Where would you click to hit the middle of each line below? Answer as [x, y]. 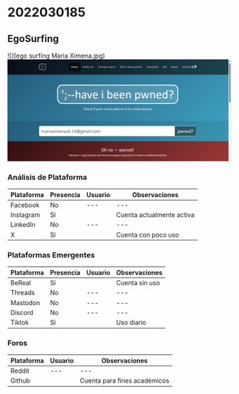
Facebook [25, 205]
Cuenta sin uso [138, 283]
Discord [22, 312]
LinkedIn [23, 225]
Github [20, 380]
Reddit [20, 371]
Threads [23, 293]
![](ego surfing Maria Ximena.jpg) [56, 55]
